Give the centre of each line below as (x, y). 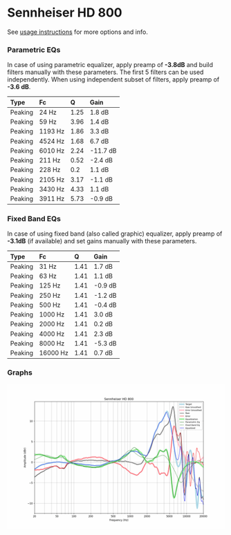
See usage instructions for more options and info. (78, 32)
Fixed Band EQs (34, 218)
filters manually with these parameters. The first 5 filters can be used (105, 72)
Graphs (20, 373)
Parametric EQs (34, 50)
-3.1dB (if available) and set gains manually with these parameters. (102, 241)
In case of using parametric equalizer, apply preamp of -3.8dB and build (110, 65)
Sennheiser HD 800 (65, 13)
